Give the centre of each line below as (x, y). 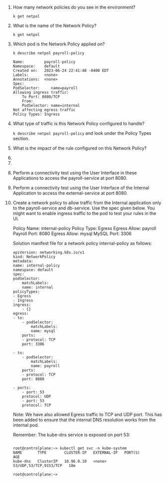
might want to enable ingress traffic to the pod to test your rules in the (84, 213)
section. (21, 138)
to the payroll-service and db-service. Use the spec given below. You (84, 208)
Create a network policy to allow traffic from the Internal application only (87, 203)
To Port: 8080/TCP (41, 97)
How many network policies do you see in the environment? (74, 7)
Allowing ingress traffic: (41, 92)
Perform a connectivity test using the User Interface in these (75, 173)
